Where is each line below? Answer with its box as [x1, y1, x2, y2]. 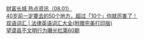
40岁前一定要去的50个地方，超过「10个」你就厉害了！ [6, 12, 138, 19]
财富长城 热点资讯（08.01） [6, 5, 72, 12]
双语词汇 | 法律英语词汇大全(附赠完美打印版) [6, 20, 113, 26]
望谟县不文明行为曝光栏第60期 [6, 27, 80, 34]
